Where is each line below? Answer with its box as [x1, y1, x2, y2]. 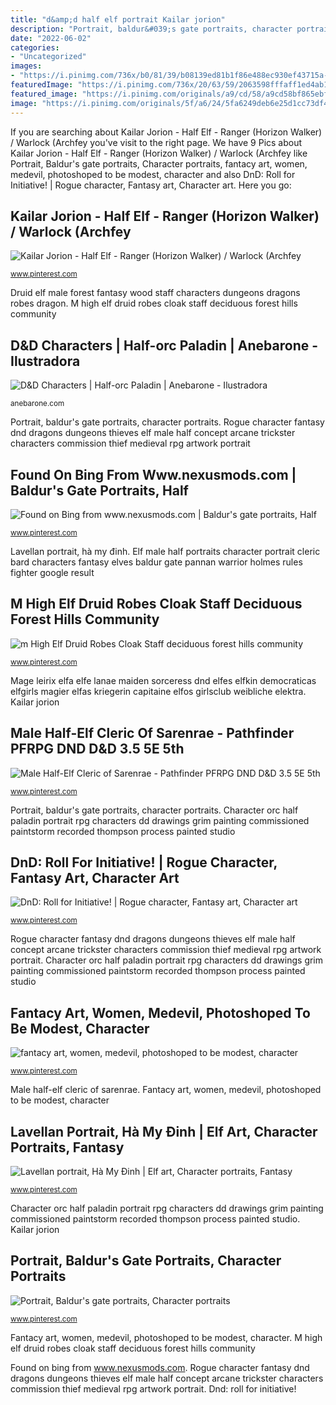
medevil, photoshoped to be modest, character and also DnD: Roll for [10, 168, 296, 180]
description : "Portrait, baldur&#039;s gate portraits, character [10, 24, 293, 34]
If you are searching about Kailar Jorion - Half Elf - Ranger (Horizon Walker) [10, 126, 323, 138]
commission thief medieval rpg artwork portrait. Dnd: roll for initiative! [10, 1382, 297, 1395]
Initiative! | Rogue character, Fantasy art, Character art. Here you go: [10, 179, 292, 191]
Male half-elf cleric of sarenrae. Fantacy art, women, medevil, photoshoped [10, 1084, 322, 1096]
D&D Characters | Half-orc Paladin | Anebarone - [10, 337, 319, 354]
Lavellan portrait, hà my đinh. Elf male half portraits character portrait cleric [10, 545, 321, 557]
